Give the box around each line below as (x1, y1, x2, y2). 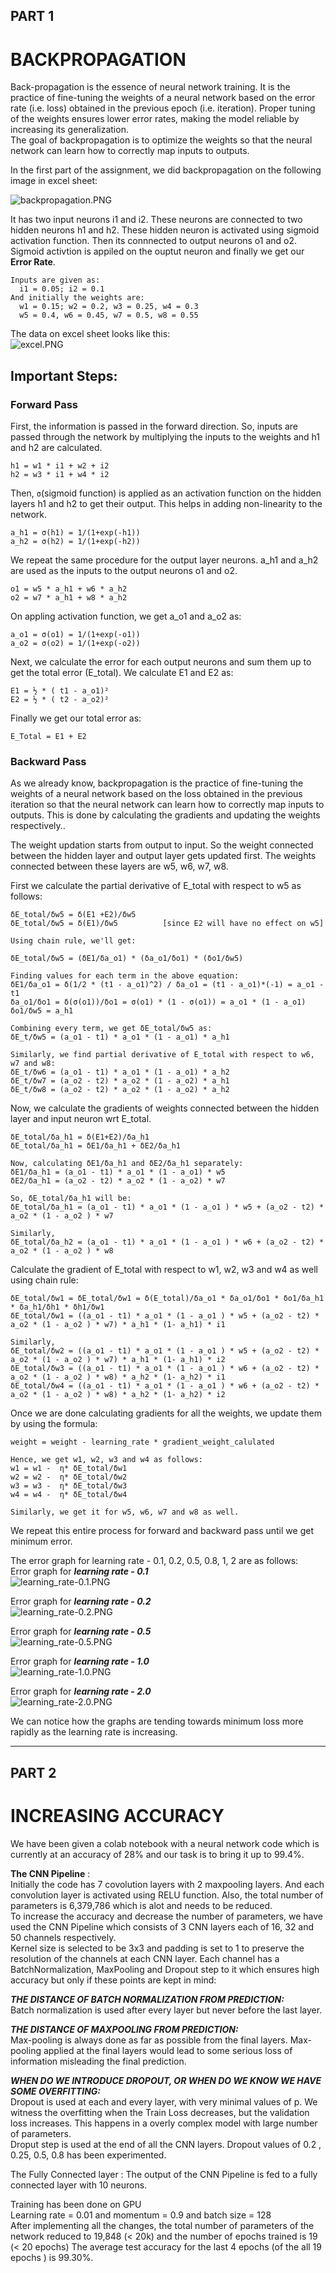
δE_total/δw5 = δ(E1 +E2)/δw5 (10, 910, 137, 920)
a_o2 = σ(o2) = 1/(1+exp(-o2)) (10, 639, 141, 649)
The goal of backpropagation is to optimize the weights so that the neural (10, 134, 313, 146)
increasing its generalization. (10, 124, 129, 136)
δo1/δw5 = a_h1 (10, 1006, 74, 1016)
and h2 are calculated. (10, 442, 103, 454)
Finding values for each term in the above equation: (10, 971, 240, 981)
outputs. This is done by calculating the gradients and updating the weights (10, 809, 321, 821)
